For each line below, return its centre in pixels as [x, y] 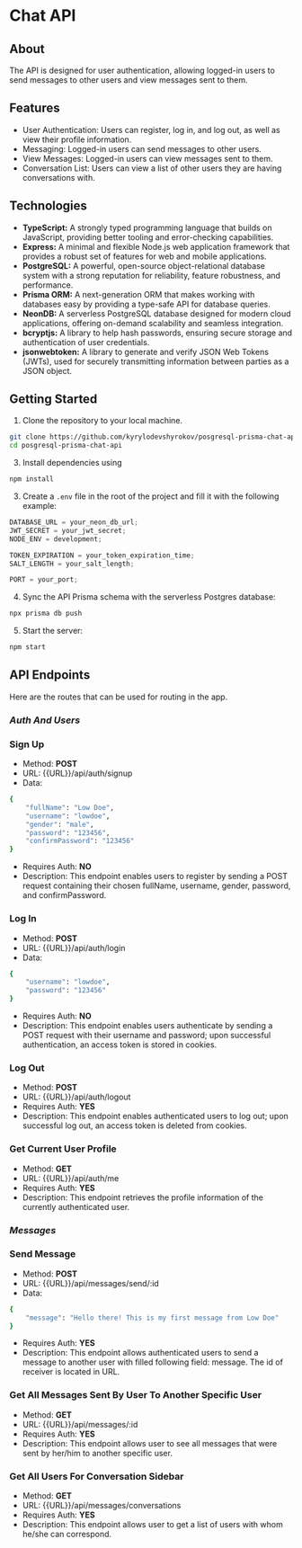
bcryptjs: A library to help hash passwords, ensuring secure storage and [157, 333]
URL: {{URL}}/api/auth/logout [76, 1097]
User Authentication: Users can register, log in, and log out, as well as [151, 129]
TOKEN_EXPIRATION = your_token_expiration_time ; [102, 555]
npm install [31, 479]
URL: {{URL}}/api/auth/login [74, 947]
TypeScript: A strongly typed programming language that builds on [147, 227]
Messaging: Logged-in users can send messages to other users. [142, 148]
